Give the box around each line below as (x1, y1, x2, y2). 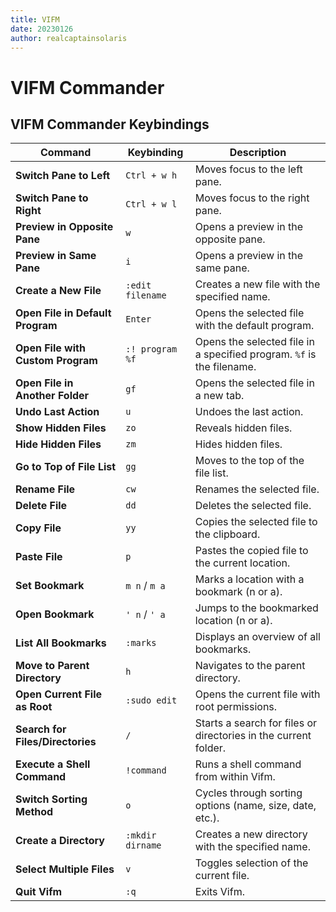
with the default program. (194, 319, 315, 333)
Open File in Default (15, 306, 112, 320)
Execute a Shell (15, 757, 91, 771)
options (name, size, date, (194, 799, 317, 813)
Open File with (15, 341, 86, 355)
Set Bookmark (15, 579, 85, 593)
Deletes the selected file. (194, 499, 312, 513)
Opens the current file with (194, 687, 321, 701)
